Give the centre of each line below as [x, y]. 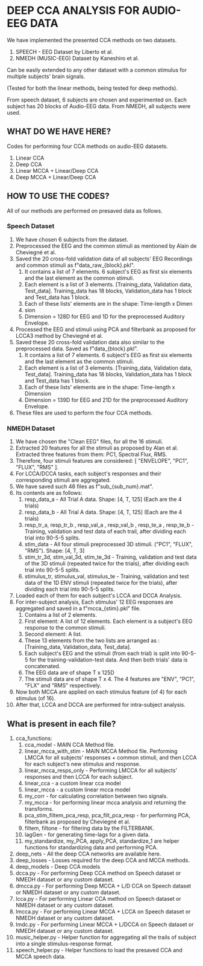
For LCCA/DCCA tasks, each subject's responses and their [88, 474]
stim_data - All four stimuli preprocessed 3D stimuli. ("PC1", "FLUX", [109, 544]
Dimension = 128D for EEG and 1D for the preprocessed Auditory [105, 316]
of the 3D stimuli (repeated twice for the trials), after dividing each [107, 564]
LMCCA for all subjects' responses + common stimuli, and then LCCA [111, 757]
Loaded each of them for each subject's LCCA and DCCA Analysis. [99, 596]
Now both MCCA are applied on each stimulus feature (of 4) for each [101, 692]
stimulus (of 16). [36, 698]
